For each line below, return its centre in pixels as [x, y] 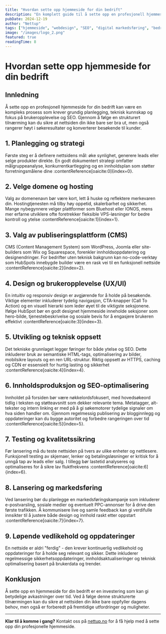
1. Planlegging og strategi [45, 144]
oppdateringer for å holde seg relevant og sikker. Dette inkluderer [72, 553]
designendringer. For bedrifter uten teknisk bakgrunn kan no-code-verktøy [81, 257]
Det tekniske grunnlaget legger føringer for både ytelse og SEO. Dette [76, 349]
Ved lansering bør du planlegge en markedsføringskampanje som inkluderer [83, 500]
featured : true [21, 38]
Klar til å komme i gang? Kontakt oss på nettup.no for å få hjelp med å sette [82, 621]
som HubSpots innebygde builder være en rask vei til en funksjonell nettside [83, 263]
